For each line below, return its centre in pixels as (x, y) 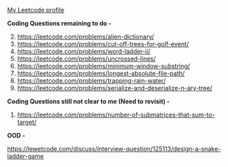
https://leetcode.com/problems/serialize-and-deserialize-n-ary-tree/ (115, 88)
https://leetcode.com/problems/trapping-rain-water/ (91, 81)
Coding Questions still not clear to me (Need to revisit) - (89, 101)
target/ (27, 122)
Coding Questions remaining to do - (59, 23)
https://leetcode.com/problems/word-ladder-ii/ (84, 51)
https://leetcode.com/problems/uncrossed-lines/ (86, 59)
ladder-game (25, 156)
